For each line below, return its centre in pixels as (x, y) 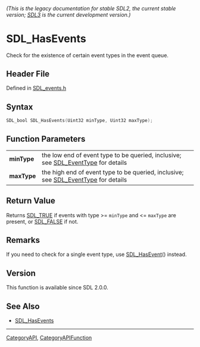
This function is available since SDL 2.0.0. (57, 287)
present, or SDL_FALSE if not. (42, 221)
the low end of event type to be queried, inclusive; (111, 155)
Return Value (31, 201)
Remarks (23, 240)
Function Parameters (46, 139)
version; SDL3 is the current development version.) (68, 14)
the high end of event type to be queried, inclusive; (112, 172)
